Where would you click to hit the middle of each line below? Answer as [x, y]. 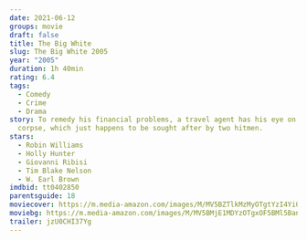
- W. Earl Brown [48, 179]
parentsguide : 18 [42, 196]
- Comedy [34, 94]
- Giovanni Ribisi [53, 162]
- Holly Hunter [47, 153]
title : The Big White [51, 43]
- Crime [32, 103]
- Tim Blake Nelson [55, 171]
